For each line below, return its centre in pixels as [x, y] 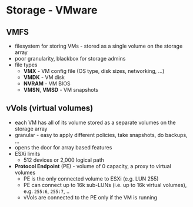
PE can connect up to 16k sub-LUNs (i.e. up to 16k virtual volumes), [105, 185]
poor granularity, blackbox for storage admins [70, 59]
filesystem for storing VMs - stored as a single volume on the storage [99, 46]
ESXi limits [27, 153]
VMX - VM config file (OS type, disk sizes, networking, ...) [94, 71]
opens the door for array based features [63, 147]
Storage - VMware [52, 10]
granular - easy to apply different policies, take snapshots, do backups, [101, 135]
